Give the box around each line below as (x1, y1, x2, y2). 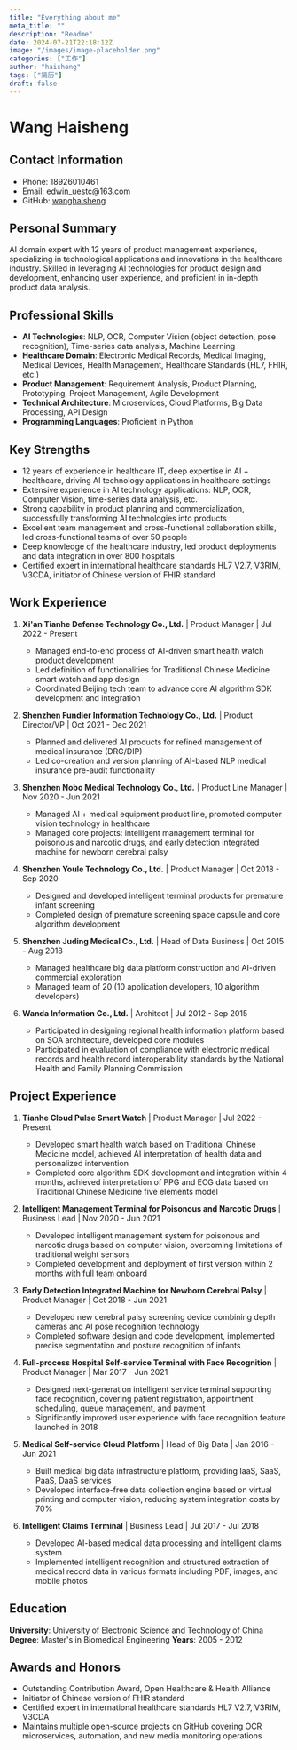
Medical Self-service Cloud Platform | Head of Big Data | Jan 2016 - (21, 1438, 275, 1449)
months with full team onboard (35, 1268, 148, 1278)
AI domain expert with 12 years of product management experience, (9, 244, 258, 255)
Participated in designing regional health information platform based (35, 1025, 285, 1036)
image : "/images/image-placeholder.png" (9, 46, 161, 55)
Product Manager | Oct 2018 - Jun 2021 (21, 1294, 168, 1305)
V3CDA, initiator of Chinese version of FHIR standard (21, 569, 215, 580)
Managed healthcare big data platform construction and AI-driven (35, 962, 277, 973)
